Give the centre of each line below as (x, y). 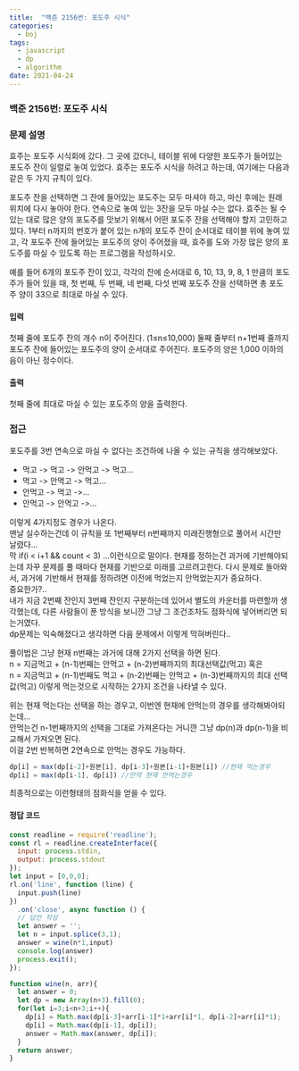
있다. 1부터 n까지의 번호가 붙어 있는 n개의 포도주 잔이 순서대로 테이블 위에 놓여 (145, 230)
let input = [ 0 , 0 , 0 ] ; (50, 876)
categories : (31, 26)
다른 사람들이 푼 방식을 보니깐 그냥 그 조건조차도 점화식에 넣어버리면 (160, 611)
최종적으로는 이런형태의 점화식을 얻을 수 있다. (88, 793)
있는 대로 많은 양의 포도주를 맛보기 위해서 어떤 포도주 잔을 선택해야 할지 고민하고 (149, 219)
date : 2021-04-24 (42, 76)
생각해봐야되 (263, 705)
